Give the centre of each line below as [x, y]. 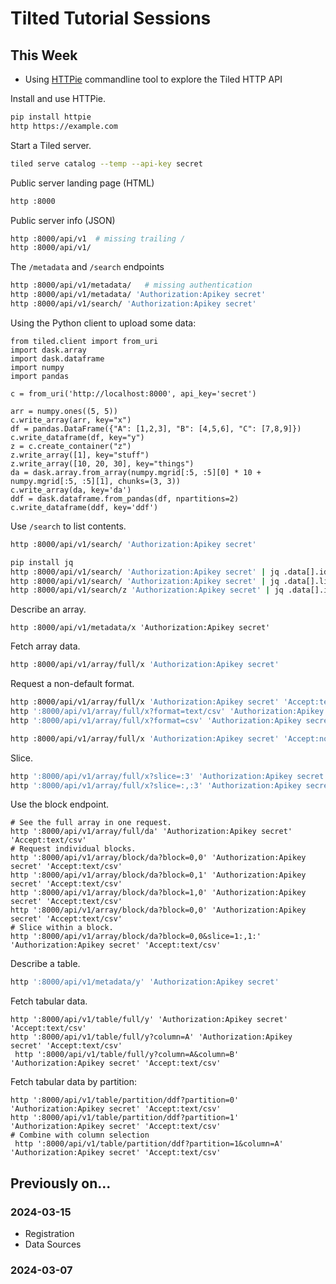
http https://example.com [64, 126]
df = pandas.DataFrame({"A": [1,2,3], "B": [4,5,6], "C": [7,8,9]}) [156, 428]
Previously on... [61, 1183]
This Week [44, 55]
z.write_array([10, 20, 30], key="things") [102, 463]
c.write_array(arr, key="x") [71, 420]
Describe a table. [45, 964]
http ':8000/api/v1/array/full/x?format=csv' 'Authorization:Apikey [156, 720]
